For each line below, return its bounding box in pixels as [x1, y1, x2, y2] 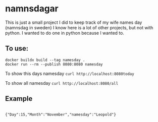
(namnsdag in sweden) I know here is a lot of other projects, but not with [5, 24, 154, 30]
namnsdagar [5, 3, 58, 14]
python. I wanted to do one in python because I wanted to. [5, 30, 124, 36]
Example [5, 95, 33, 103]
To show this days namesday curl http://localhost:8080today [5, 70, 135, 76]
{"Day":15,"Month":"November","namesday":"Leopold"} [5, 112, 116, 117]
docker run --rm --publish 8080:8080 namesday [5, 61, 103, 67]
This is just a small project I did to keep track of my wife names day [5, 19, 142, 25]
